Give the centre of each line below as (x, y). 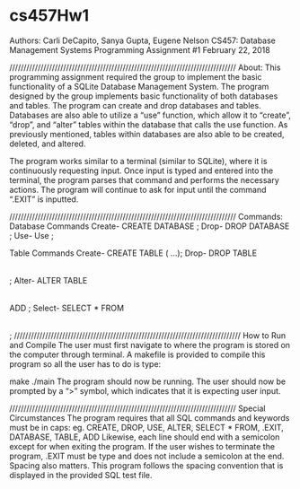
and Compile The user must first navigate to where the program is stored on (150, 345)
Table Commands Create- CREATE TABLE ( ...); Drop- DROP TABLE (133, 253)
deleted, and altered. (48, 144)
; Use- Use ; (31, 235)
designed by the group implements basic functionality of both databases (144, 96)
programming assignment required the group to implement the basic (136, 76)
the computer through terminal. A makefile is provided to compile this (137, 354)
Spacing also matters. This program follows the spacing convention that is (146, 465)
